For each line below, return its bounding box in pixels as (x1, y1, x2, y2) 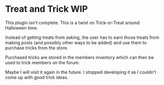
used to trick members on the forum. (5, 59, 80, 65)
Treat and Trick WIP (5, 3, 88, 15)
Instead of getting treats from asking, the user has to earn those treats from (5, 34, 160, 40)
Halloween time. (5, 25, 38, 30)
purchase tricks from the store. (5, 45, 68, 51)
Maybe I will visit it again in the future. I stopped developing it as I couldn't (5, 69, 157, 75)
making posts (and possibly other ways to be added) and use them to (5, 39, 147, 45)
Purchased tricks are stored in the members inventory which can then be (5, 54, 154, 60)
